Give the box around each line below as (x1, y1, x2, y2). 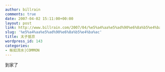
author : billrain (5, 7, 41, 12)
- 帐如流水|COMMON (5, 48, 40, 53)
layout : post (5, 20, 32, 26)
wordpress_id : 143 (5, 39, 43, 44)
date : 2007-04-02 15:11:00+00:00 (5, 16, 74, 21)
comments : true (5, 12, 36, 17)
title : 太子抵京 (5, 35, 35, 39)
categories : (5, 43, 29, 48)
